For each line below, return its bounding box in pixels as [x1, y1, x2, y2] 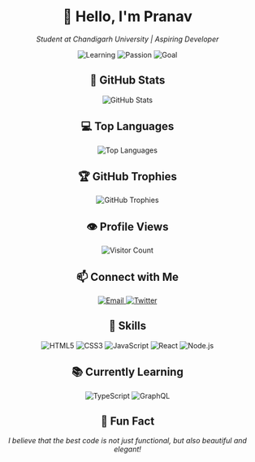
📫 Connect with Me [76, 270, 179, 283]
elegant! [114, 444, 141, 454]
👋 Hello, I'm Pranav [63, 7, 192, 26]
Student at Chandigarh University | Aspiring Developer [36, 34, 219, 44]
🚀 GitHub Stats [89, 73, 166, 88]
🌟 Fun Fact [100, 414, 155, 429]
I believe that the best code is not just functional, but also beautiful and [8, 436, 247, 446]
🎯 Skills [108, 319, 147, 333]
